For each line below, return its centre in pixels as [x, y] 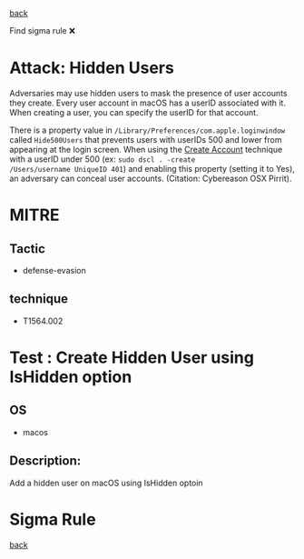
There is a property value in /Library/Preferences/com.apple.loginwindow [147, 130]
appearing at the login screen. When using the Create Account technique [146, 149]
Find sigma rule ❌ [42, 30]
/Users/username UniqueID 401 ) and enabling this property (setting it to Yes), [152, 168]
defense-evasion [54, 270]
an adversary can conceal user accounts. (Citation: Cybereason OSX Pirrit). [151, 178]
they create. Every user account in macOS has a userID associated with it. [147, 103]
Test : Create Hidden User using [132, 357]
